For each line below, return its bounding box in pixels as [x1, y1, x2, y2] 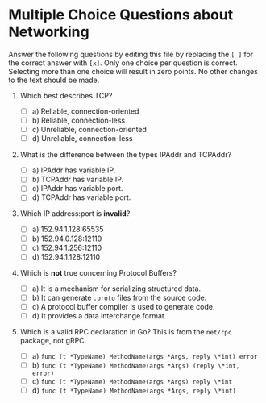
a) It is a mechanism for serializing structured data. [31, 284, 202, 293]
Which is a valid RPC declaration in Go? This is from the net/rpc [19, 326, 232, 336]
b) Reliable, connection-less [31, 115, 126, 125]
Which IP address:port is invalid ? [19, 209, 131, 218]
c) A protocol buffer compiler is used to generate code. [31, 301, 215, 311]
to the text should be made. [8, 75, 100, 85]
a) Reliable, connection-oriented [31, 106, 139, 116]
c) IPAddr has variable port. [31, 184, 123, 193]
